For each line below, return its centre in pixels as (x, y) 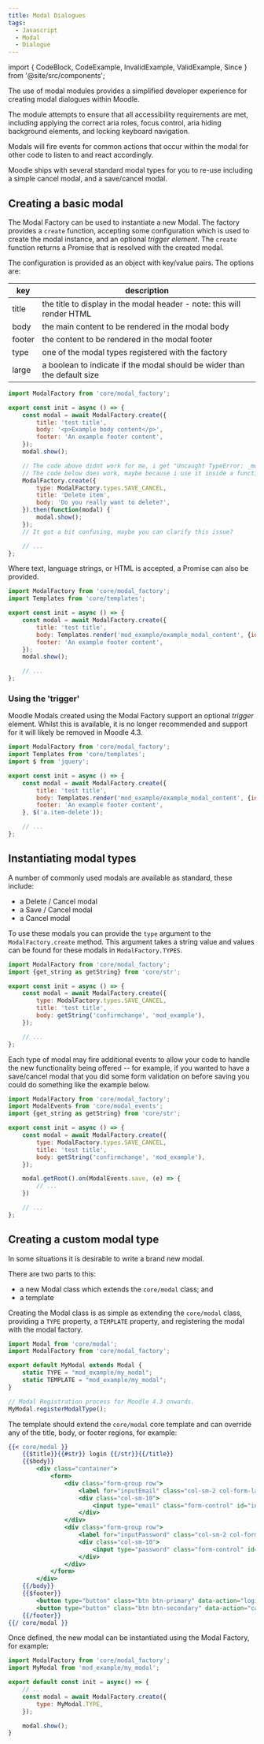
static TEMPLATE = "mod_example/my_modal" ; (95, 1381)
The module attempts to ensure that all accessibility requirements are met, (128, 114)
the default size (71, 375)
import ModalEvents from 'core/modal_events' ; (86, 1106)
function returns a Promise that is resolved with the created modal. (116, 247)
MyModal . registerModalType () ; (58, 1409)
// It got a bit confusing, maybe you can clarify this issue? (128, 532)
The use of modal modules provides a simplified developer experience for (128, 91)
